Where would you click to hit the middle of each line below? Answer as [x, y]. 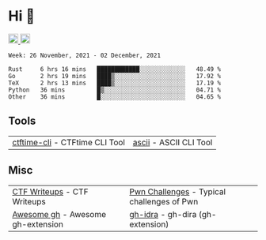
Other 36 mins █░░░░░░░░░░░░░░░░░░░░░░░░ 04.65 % [115, 97]
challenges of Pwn [164, 201]
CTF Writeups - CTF [50, 191]
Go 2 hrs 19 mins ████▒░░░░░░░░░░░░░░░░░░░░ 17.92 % [115, 76]
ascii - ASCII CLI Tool [173, 142]
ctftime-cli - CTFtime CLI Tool [68, 142]
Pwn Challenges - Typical [178, 191]
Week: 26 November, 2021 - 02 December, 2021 [84, 55]
